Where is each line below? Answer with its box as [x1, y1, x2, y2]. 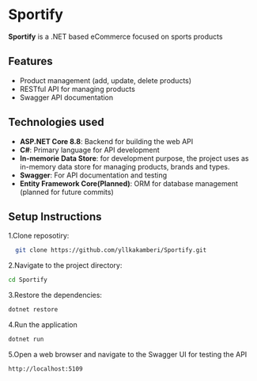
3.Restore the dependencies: [8, 291, 103, 300]
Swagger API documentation [19, 93, 114, 102]
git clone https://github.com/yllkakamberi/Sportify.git [15, 246, 207, 254]
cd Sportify [8, 276, 47, 284]
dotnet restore [8, 306, 59, 314]
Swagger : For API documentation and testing [19, 170, 168, 180]
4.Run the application [8, 320, 77, 330]
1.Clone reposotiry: [8, 231, 70, 241]
